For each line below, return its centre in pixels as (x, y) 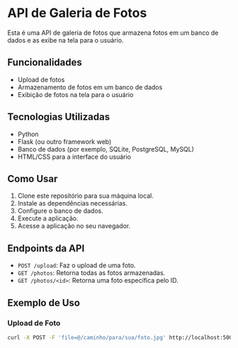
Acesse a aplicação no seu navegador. (74, 226)
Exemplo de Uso (44, 303)
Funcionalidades (45, 63)
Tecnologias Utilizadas (59, 117)
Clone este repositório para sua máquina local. (85, 196)
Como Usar (33, 179)
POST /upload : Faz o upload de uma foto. (76, 265)
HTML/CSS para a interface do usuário (74, 157)
